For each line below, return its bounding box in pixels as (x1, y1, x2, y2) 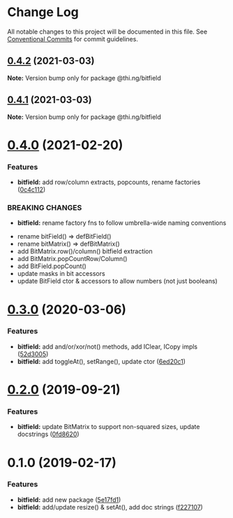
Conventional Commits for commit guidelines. (7, 34, 138, 43)
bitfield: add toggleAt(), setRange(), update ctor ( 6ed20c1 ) (17, 357, 186, 365)
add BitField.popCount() (17, 262, 87, 270)
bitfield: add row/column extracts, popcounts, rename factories (17, 178, 201, 186)
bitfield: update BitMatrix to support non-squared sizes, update (17, 423, 200, 431)
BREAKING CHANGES (7, 202, 82, 212)
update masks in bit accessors (17, 269, 106, 278)
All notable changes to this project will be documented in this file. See (7, 27, 208, 36)
